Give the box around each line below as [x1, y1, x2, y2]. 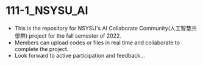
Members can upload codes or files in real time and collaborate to [14, 39, 180, 46]
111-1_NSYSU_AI [5, 4, 88, 18]
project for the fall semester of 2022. [29, 32, 121, 39]
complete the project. [14, 45, 69, 52]
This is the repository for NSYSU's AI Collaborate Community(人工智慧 [14, 24, 192, 32]
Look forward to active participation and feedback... [14, 52, 146, 59]
